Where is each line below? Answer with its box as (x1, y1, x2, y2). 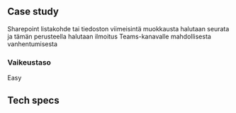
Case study (7, 6, 59, 18)
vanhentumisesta (7, 39, 58, 48)
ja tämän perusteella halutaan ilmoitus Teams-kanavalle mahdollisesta (7, 32, 211, 41)
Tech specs (7, 94, 60, 106)
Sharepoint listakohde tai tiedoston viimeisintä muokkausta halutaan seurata (7, 24, 230, 33)
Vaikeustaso (7, 57, 52, 67)
